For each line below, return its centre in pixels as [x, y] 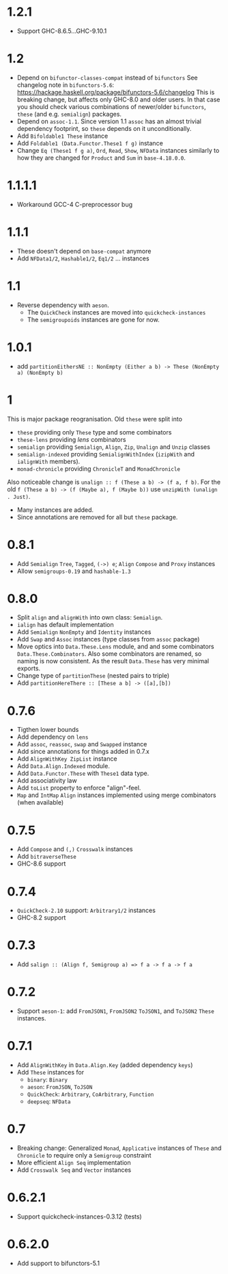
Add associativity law [47, 781]
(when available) [40, 803]
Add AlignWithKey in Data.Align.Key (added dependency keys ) [105, 1065]
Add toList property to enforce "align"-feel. [79, 788]
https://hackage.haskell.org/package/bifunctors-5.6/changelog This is [116, 92]
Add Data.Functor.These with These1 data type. [83, 773]
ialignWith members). [48, 461]
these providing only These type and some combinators [94, 432]
